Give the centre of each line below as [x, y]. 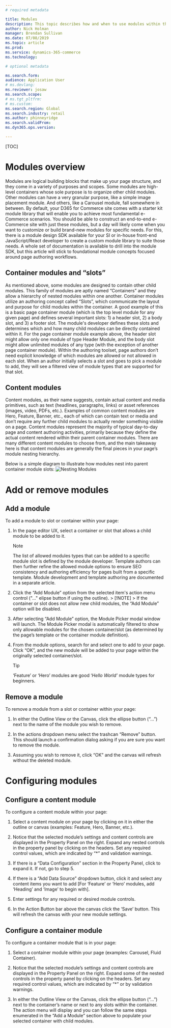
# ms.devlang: [20, 85]
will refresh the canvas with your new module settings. [70, 914]
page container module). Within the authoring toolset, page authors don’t [82, 350]
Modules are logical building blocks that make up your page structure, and [83, 181]
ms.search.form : [22, 75]
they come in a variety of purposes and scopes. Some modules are [76, 186]
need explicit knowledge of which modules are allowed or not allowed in [81, 355]
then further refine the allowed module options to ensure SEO [77, 567]
